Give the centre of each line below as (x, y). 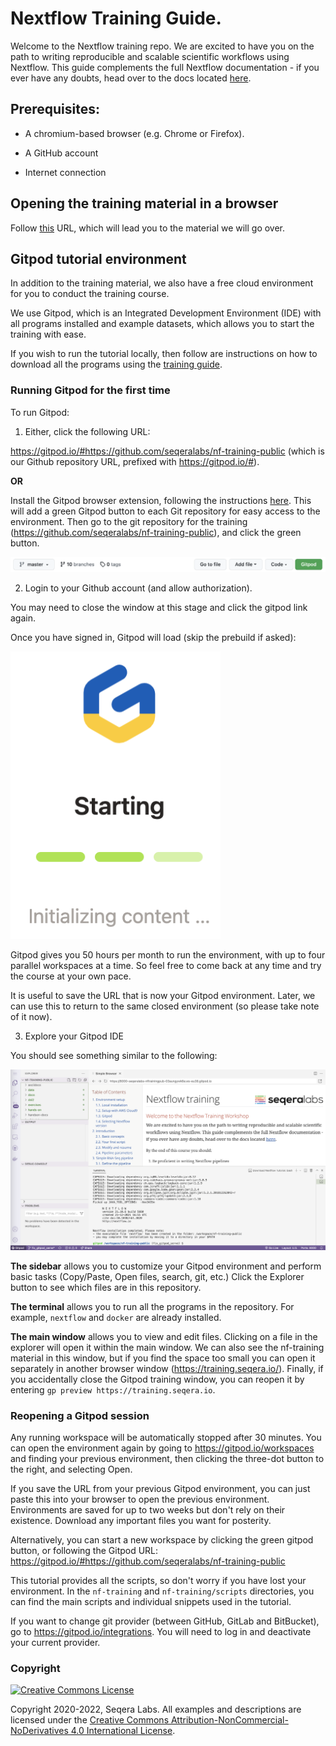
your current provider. (55, 1642)
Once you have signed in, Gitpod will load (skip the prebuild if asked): (153, 637)
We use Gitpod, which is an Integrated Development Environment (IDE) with (166, 313)
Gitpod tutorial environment (98, 258)
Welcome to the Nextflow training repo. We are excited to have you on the (162, 46)
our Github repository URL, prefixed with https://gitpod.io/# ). (135, 461)
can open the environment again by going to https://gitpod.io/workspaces (162, 1448)
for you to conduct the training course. (90, 294)
